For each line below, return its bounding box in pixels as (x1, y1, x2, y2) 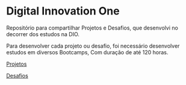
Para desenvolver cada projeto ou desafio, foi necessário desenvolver (6, 42, 180, 49)
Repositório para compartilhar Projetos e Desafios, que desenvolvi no (6, 24, 179, 31)
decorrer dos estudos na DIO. (6, 30, 80, 37)
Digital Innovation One (6, 4, 120, 18)
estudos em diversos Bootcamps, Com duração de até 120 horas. (6, 48, 169, 55)
